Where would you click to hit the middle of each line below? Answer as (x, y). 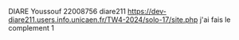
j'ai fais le (215, 20)
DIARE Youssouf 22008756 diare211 (67, 11)
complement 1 (31, 28)
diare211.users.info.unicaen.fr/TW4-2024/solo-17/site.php (103, 20)
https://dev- (147, 11)
